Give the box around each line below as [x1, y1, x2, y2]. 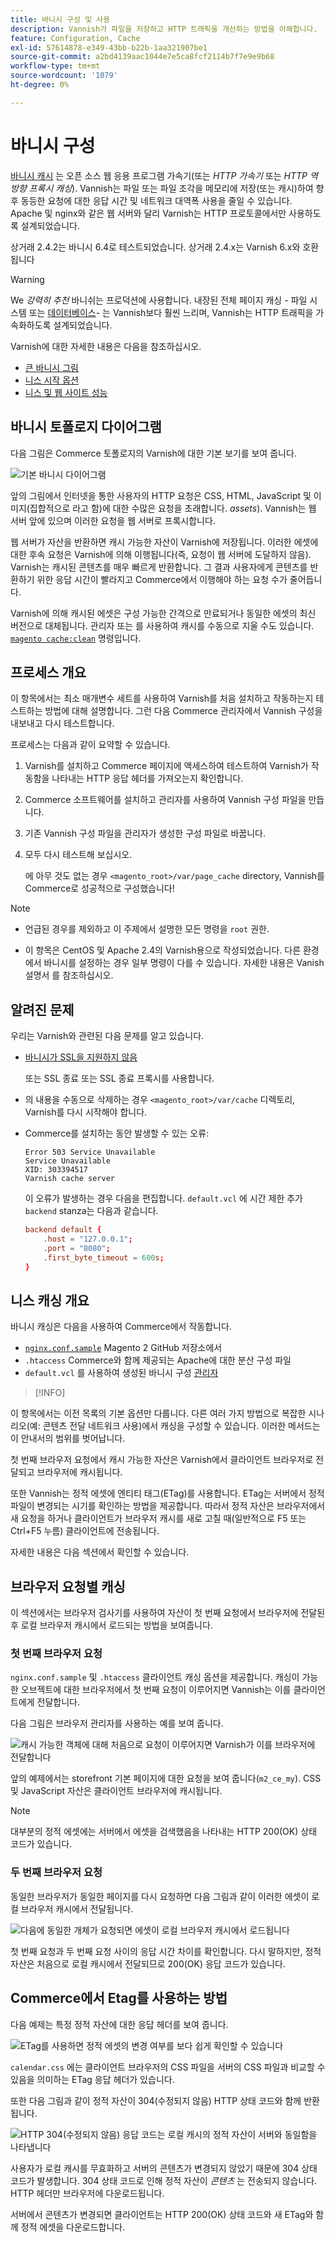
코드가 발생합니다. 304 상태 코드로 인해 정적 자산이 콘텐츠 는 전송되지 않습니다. [10, 2174, 318, 2186]
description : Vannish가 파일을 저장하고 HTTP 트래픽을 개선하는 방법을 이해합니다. [10, 24, 318, 34]
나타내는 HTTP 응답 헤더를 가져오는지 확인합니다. [51, 772, 244, 785]
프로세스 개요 [10, 664, 87, 681]
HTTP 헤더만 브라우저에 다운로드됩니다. [10, 2187, 165, 2199]
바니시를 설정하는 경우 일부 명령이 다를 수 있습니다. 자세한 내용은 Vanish [43, 957, 325, 969]
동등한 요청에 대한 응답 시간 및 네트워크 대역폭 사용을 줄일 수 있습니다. [20, 194, 293, 206]
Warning [10, 273, 45, 285]
